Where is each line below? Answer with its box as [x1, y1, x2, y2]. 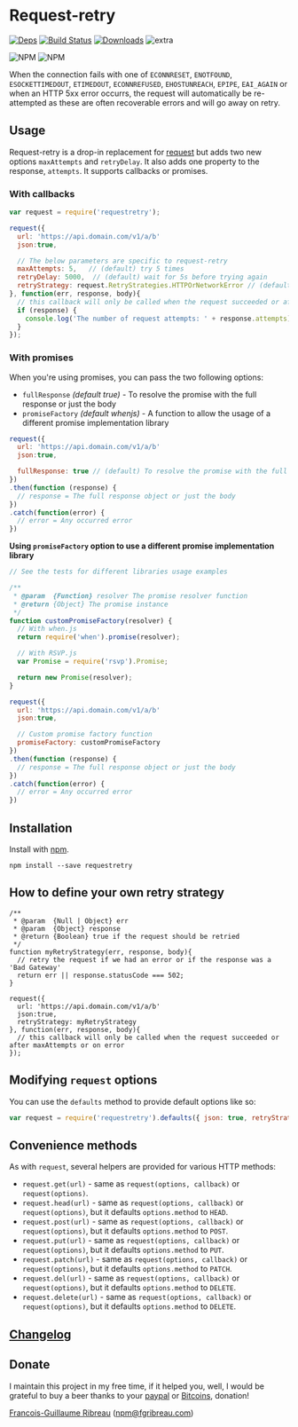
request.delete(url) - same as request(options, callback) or [21, 1292, 252, 1303]
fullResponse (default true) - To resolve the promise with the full [21, 389, 257, 399]
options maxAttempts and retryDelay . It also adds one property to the [9, 156, 260, 167]
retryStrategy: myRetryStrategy [17, 1017, 137, 1026]
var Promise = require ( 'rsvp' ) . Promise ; [17, 658, 169, 666]
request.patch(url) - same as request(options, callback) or [21, 1254, 248, 1265]
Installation [9, 820, 73, 835]
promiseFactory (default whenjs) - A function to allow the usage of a [21, 407, 271, 418]
